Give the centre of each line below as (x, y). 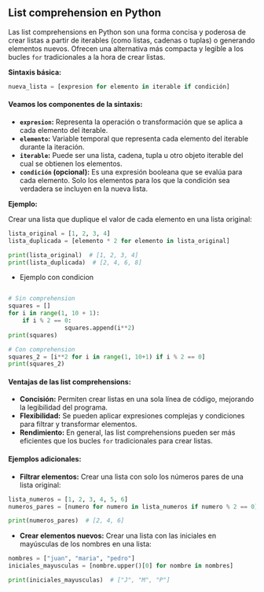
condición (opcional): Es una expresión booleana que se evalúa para (131, 171)
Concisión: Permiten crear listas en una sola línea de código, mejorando (136, 399)
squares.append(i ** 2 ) (99, 328)
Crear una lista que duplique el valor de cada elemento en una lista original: (130, 219)
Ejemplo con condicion (57, 278)
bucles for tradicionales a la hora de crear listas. (87, 57)
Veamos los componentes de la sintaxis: (75, 105)
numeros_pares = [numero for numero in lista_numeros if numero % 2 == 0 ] (133, 506)
